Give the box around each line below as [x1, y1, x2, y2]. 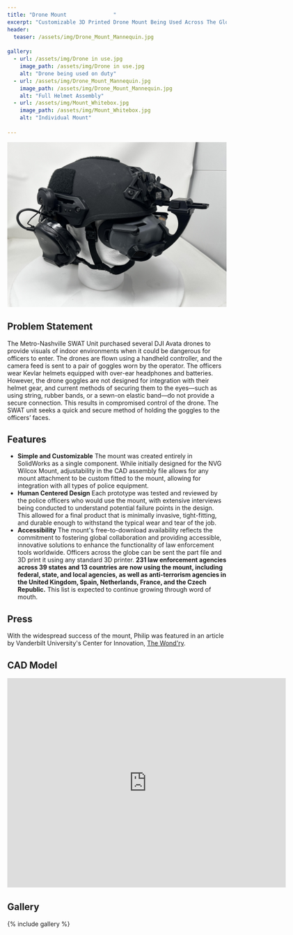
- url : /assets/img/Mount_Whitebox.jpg [13, 100, 129, 107]
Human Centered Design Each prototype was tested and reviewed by [17, 489, 218, 498]
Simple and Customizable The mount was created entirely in [17, 452, 193, 461]
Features [7, 433, 47, 445]
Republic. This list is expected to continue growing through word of [17, 585, 212, 594]
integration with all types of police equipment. [17, 481, 150, 490]
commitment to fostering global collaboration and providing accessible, [17, 534, 222, 542]
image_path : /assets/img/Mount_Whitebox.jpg [19, 107, 151, 114]
